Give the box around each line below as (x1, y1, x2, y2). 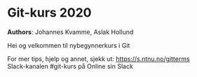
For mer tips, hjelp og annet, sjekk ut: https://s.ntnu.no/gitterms (7, 54, 191, 63)
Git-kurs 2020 (7, 5, 92, 21)
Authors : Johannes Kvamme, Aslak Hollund (7, 28, 134, 36)
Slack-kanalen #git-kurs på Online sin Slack (7, 62, 133, 70)
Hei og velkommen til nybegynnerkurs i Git (7, 41, 130, 49)
